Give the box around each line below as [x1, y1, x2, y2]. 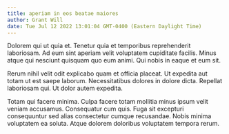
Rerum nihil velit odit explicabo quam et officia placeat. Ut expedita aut [7, 69, 208, 78]
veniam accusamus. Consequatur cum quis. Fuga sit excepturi [7, 104, 184, 113]
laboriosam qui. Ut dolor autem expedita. [7, 84, 123, 93]
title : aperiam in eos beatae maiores [7, 10, 119, 17]
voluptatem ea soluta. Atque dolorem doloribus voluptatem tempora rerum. [7, 120, 219, 128]
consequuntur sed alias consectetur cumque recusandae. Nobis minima [7, 112, 212, 120]
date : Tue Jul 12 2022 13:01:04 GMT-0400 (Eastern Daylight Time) [7, 23, 202, 30]
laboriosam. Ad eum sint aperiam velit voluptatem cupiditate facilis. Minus [7, 49, 217, 57]
